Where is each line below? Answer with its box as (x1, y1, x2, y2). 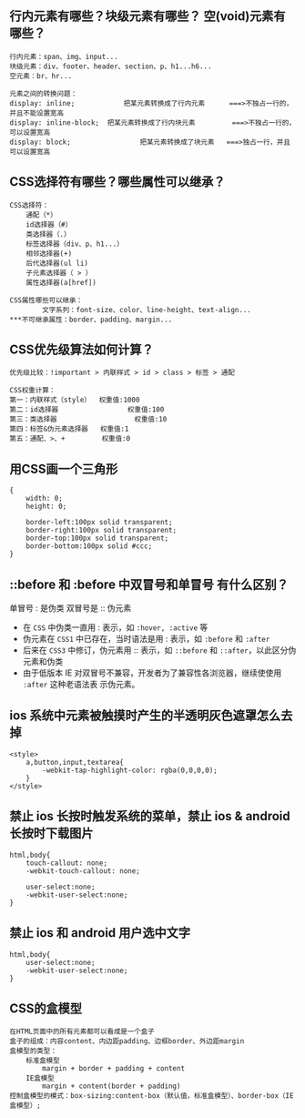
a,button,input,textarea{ (25, 757, 125, 767)
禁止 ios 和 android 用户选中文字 (9, 925, 191, 940)
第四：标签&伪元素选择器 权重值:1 (9, 424, 129, 434)
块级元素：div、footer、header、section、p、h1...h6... (9, 62, 212, 71)
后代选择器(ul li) (25, 259, 89, 268)
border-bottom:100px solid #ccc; (25, 542, 153, 551)
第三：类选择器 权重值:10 (9, 415, 168, 424)
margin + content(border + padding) (42, 1082, 181, 1091)
